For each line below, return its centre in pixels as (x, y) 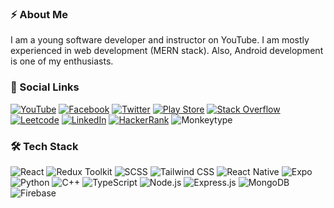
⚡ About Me (39, 14)
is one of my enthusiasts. (62, 61)
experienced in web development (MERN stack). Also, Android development (167, 51)
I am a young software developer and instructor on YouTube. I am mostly (160, 40)
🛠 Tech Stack (44, 146)
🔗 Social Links (45, 87)
